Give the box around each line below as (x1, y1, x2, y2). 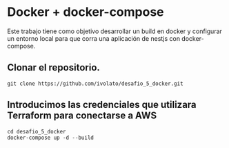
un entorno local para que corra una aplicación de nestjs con (7, 34, 181, 42)
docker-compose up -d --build (7, 134, 94, 141)
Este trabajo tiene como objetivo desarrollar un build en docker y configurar (7, 27, 223, 35)
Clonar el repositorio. (7, 62, 100, 73)
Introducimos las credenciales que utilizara (7, 99, 197, 111)
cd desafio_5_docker (7, 128, 67, 135)
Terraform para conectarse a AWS (7, 110, 157, 122)
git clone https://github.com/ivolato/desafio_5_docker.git (7, 80, 184, 87)
